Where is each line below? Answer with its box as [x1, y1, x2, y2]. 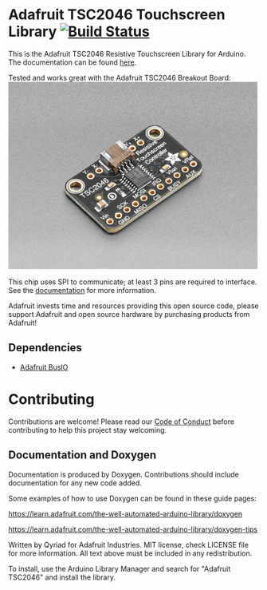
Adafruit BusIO [19, 362, 69, 372]
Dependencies [8, 341, 82, 354]
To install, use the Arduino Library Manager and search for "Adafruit [8, 564, 231, 573]
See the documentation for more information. [8, 285, 157, 295]
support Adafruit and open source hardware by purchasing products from [8, 309, 250, 319]
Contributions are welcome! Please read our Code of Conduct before [8, 417, 235, 426]
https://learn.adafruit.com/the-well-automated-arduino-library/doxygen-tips [8, 525, 257, 534]
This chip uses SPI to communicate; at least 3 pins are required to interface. [8, 277, 257, 287]
